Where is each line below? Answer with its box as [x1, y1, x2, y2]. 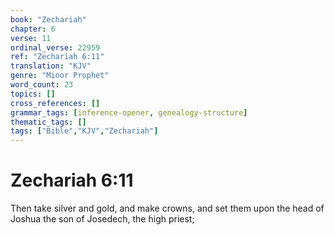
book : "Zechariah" [10, 14, 87, 25]
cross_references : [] [10, 98, 101, 108]
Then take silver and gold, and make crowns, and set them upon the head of [10, 202, 325, 215]
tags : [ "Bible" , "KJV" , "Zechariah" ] [10, 126, 159, 136]
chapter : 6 [10, 24, 56, 34]
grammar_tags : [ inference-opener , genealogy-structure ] [10, 107, 248, 118]
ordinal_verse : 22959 [10, 42, 101, 53]
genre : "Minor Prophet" [10, 71, 110, 81]
